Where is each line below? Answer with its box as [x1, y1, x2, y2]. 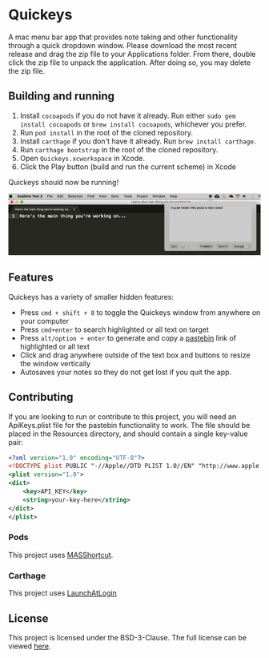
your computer [19, 316, 70, 325]
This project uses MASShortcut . [8, 550, 114, 559]
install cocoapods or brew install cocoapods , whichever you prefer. [19, 119, 247, 129]
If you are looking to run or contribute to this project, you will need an [8, 411, 237, 422]
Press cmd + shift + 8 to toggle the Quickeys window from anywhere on [19, 307, 261, 317]
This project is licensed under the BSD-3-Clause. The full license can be [8, 632, 247, 642]
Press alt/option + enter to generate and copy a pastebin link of [19, 333, 237, 342]
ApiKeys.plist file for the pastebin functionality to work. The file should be [8, 420, 251, 430]
